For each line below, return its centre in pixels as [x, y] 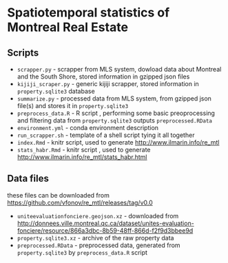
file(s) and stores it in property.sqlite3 [73, 106]
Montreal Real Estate [68, 27]
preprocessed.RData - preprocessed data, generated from [99, 245]
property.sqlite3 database [56, 91]
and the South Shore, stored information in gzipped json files [103, 76]
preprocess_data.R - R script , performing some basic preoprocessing [116, 113]
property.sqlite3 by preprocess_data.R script [82, 252]
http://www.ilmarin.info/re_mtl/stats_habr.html [82, 157]
